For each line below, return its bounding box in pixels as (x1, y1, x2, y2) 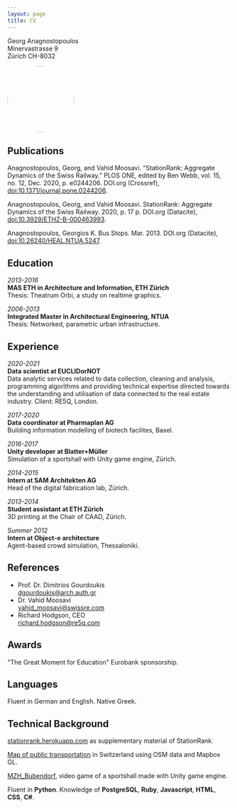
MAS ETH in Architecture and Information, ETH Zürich (7, 283, 170, 292)
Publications (7, 145, 65, 157)
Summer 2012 (7, 526, 48, 535)
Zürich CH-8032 (7, 51, 55, 60)
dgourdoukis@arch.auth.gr (17, 588, 97, 596)
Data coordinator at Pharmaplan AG (7, 418, 115, 427)
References (7, 562, 60, 574)
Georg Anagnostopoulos (7, 36, 79, 45)
